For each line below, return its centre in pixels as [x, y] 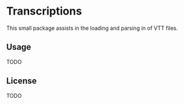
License [22, 81]
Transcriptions [44, 11]
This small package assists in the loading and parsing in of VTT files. [92, 28]
